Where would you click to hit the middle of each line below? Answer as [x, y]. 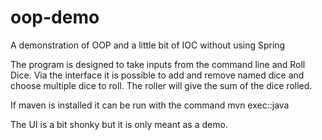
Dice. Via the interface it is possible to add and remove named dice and [157, 75]
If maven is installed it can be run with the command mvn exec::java [150, 105]
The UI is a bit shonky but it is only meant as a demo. [119, 124]
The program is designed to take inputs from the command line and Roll [158, 64]
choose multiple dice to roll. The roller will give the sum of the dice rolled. [161, 85]
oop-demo [55, 17]
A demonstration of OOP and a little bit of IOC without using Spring [148, 45]
